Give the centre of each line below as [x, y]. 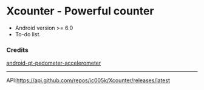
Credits [17, 50]
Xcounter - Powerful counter [80, 11]
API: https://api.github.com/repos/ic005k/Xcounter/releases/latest [88, 80]
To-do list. [28, 34]
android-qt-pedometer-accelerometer [54, 63]
